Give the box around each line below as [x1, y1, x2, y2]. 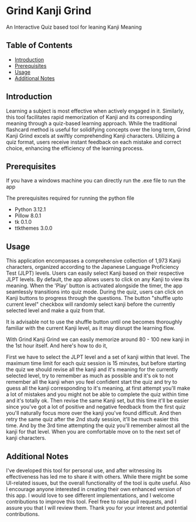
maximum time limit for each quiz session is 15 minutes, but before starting [6, 360, 186, 367]
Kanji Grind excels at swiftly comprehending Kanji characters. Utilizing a [6, 132, 180, 139]
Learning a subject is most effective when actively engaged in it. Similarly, [6, 107, 184, 114]
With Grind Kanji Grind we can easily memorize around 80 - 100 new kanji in [6, 336, 190, 343]
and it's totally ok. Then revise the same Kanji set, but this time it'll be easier [6, 397, 189, 404]
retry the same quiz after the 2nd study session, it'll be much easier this [6, 416, 179, 423]
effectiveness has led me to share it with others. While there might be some [6, 473, 188, 480]
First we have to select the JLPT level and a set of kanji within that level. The [6, 353, 190, 361]
